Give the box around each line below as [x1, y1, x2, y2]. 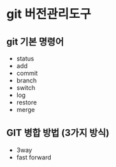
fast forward [16, 153, 52, 162]
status [16, 54, 34, 63]
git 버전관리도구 [6, 6, 91, 22]
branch [16, 76, 37, 85]
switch [16, 84, 36, 91]
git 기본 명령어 [6, 36, 65, 47]
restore [16, 98, 37, 107]
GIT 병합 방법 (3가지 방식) [6, 127, 110, 139]
